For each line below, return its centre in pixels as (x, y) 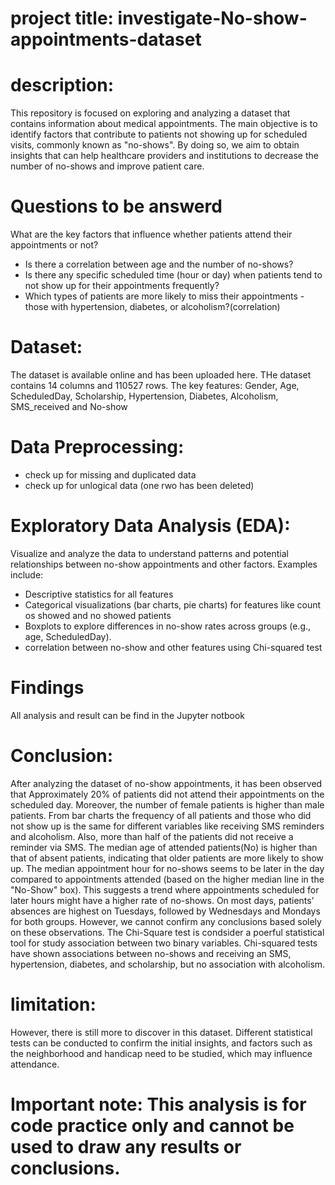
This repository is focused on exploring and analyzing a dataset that (150, 113)
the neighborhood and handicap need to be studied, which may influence (161, 1053)
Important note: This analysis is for (158, 1104)
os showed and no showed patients (98, 615)
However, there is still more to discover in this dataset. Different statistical (161, 1032)
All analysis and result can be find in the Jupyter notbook (127, 715)
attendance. (35, 1064)
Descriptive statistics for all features (99, 594)
